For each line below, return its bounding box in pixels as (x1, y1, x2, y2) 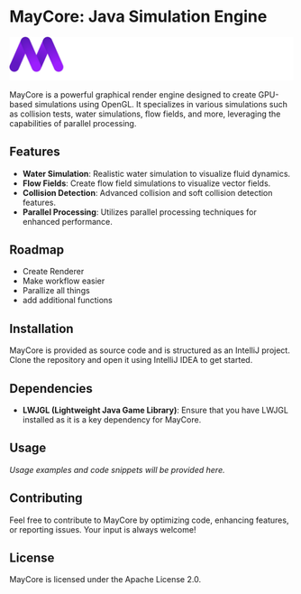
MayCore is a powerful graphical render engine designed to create (9, 88, 257, 100)
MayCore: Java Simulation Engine (9, 6, 268, 27)
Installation (9, 320, 74, 336)
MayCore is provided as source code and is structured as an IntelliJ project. (9, 345, 290, 356)
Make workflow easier (22, 275, 105, 286)
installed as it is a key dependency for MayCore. (22, 413, 202, 425)
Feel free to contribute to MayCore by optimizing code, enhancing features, (9, 515, 289, 525)
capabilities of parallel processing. (9, 117, 137, 128)
